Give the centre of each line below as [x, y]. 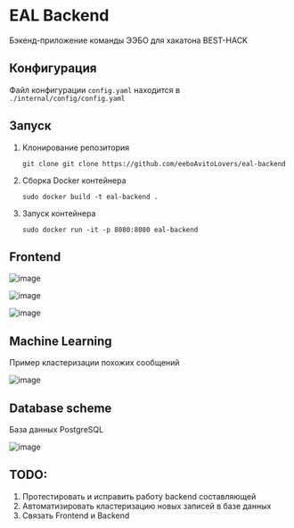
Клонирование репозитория [76, 147]
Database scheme [61, 408]
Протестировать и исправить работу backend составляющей [139, 496]
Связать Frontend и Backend [76, 515]
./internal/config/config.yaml [67, 98]
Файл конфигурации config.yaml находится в [95, 89]
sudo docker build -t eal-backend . [90, 197]
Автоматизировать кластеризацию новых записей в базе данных [147, 506]
